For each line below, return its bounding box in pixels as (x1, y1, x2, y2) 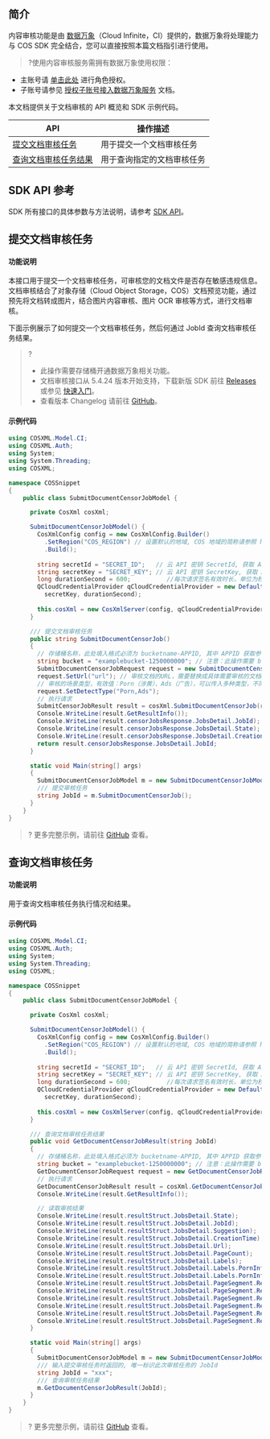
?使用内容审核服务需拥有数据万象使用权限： (27, 57, 173, 67)
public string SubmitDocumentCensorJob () (29, 635, 171, 643)
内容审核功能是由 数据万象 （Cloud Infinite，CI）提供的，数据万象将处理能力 (8, 31, 259, 40)
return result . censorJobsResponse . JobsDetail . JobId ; (37, 739, 218, 747)
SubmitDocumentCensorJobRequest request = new (37, 665, 196, 673)
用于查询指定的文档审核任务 (100, 154, 207, 165)
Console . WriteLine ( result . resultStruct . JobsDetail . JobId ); (37, 1219, 239, 1228)
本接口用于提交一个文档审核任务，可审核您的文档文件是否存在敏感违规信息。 (8, 276, 262, 286)
